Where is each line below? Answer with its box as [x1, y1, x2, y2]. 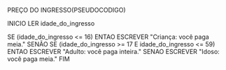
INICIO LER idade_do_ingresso [7, 19, 95, 27]
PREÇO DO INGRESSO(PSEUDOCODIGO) [7, 6, 126, 14]
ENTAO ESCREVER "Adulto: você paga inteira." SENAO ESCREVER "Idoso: [7, 48, 220, 55]
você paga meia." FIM [7, 55, 70, 63]
